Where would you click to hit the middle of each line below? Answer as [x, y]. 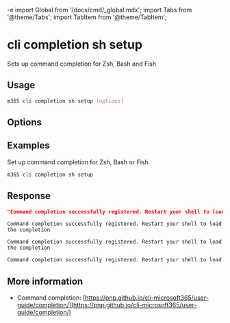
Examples [28, 145]
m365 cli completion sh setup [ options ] [66, 101]
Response [29, 196]
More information [45, 281]
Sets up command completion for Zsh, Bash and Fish [82, 64]
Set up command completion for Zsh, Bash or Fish [78, 162]
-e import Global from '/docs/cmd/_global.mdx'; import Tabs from [100, 10]
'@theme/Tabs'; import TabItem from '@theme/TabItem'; [87, 17]
